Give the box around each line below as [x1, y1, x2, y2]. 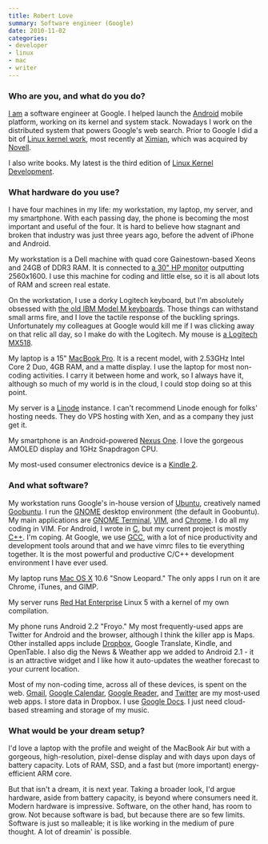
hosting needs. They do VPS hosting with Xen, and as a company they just [8, 412, 254, 422]
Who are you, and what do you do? [8, 90, 146, 101]
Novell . [8, 143, 32, 152]
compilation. [8, 606, 50, 616]
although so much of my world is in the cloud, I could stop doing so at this [8, 379, 252, 389]
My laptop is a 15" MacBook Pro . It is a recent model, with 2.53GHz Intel [8, 353, 246, 363]
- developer [8, 42, 48, 50]
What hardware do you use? [8, 186, 120, 197]
